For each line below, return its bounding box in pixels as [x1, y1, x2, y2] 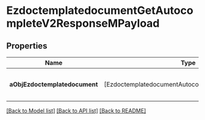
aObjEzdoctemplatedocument [9, 80, 98, 88]
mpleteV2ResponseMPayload [6, 16, 160, 30]
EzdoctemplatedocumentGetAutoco [6, 4, 193, 18]
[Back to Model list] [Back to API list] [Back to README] [6, 107, 146, 114]
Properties [6, 41, 48, 51]
